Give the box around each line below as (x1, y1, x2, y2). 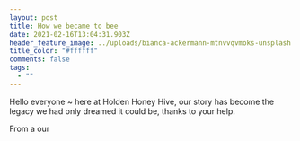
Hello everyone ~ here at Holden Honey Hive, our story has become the (9, 96, 275, 107)
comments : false (9, 55, 70, 64)
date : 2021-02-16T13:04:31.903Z (9, 30, 130, 39)
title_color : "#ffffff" (9, 47, 99, 56)
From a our (9, 123, 50, 134)
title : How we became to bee (9, 22, 119, 31)
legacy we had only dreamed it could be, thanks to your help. (9, 105, 235, 117)
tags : (9, 64, 30, 73)
